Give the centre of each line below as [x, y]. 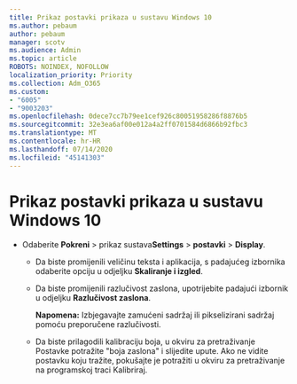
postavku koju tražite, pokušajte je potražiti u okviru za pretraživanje [160, 361]
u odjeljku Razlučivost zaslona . [93, 298]
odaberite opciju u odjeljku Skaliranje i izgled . [119, 271]
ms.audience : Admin [45, 51]
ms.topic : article [43, 59]
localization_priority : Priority [71, 75]
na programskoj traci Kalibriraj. [91, 370]
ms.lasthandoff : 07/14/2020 [61, 149]
